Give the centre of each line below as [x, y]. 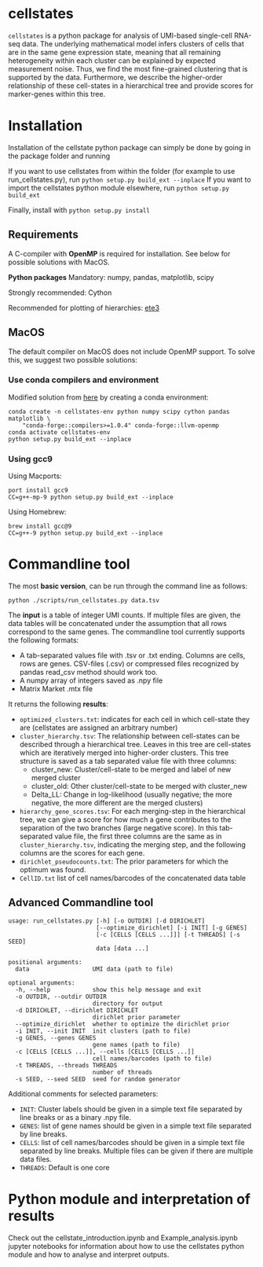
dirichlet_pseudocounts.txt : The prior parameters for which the [124, 861]
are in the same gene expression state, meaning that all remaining [115, 52]
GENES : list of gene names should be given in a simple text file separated [135, 1125]
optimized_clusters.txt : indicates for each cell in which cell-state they [134, 720]
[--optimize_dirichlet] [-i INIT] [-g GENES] [171, 928]
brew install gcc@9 [40, 527]
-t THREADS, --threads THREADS [66, 1065]
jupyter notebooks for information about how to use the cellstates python [126, 1246]
